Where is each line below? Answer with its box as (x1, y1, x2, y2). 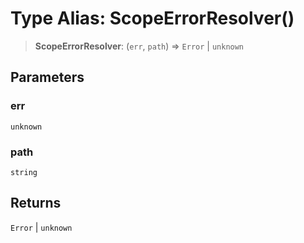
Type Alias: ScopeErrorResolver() (10, 7, 295, 30)
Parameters (10, 69, 85, 86)
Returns (10, 195, 62, 212)
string (10, 167, 38, 177)
